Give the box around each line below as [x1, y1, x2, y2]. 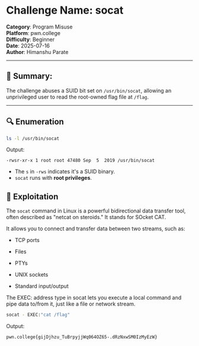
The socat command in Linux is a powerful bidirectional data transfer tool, [6, 207, 186, 214]
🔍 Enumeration [6, 117, 64, 127]
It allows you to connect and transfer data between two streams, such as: [6, 225, 185, 232]
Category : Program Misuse [6, 23, 73, 30]
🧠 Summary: [6, 71, 53, 81]
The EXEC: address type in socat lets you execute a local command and [6, 294, 182, 301]
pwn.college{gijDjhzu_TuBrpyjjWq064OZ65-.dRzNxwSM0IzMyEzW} [6, 334, 158, 340]
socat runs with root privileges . [14, 174, 92, 182]
